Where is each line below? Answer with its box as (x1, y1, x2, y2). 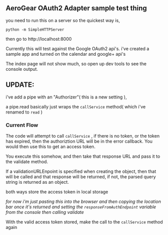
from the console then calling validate (6, 209, 84, 215)
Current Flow (6, 122, 38, 129)
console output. (6, 66, 38, 72)
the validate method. (6, 158, 48, 165)
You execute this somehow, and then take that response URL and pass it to (6, 153, 160, 159)
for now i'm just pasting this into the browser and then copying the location (6, 198, 161, 204)
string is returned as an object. (6, 179, 69, 185)
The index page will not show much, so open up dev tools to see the (6, 60, 147, 67)
